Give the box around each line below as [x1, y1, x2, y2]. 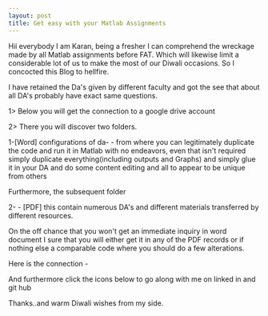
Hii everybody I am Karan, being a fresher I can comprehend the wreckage [8, 41, 254, 50]
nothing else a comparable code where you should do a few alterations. [8, 243, 245, 253]
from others [8, 171, 47, 181]
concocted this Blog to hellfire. [8, 66, 110, 76]
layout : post [8, 11, 52, 20]
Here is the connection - [8, 258, 89, 268]
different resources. [8, 210, 74, 220]
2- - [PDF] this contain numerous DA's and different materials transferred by [8, 202, 259, 212]
